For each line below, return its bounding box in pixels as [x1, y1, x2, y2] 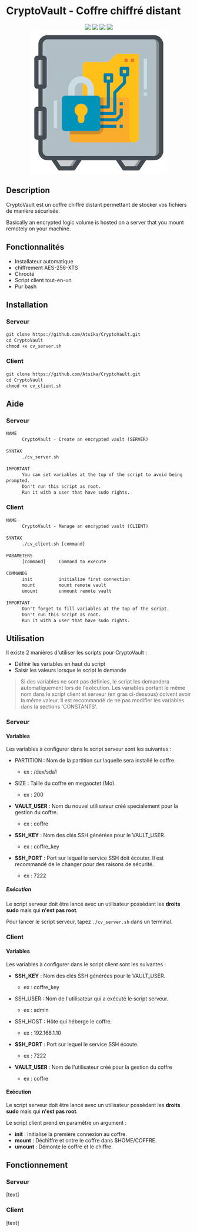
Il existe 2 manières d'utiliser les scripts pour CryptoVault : [6, 649, 147, 656]
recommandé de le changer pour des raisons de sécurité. [14, 861, 154, 868]
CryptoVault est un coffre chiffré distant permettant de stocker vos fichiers [6, 201, 187, 208]
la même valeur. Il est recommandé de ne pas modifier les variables [20, 697, 184, 704]
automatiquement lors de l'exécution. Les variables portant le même [20, 685, 186, 692]
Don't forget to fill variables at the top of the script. [21, 606, 169, 612]
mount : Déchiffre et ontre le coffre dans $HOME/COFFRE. [14, 1137, 157, 1144]
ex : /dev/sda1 [23, 768, 57, 775]
